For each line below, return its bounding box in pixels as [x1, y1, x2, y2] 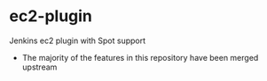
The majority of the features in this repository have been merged [21, 52, 259, 63]
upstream [21, 62, 58, 72]
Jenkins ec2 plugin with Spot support [9, 35, 146, 46]
